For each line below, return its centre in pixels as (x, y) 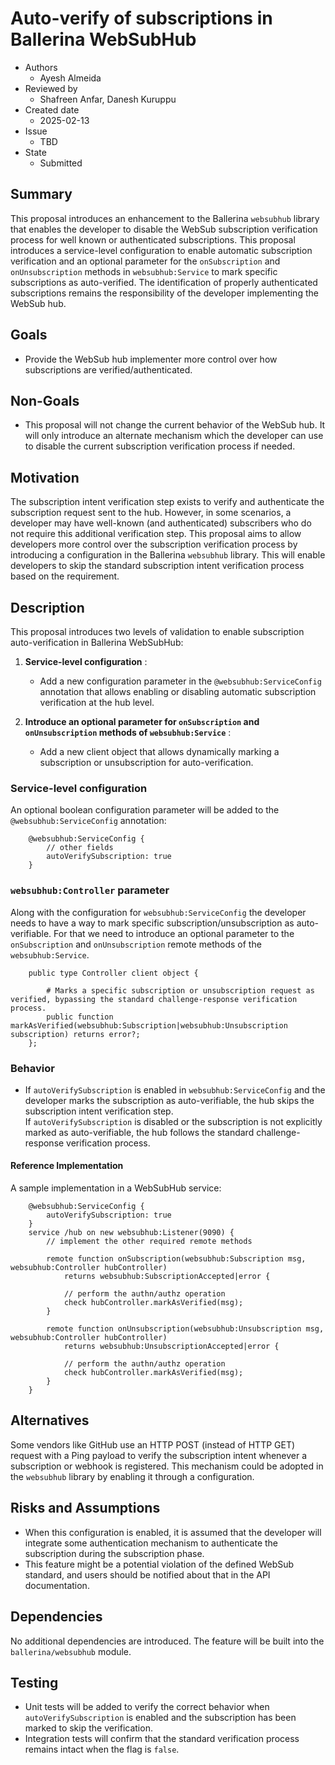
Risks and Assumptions (85, 1508)
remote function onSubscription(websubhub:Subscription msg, (176, 1259)
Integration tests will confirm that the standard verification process (162, 1739)
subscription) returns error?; (75, 1034)
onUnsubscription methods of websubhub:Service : (128, 732)
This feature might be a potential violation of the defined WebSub (159, 1564)
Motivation (45, 477)
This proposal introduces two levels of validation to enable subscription (157, 631)
